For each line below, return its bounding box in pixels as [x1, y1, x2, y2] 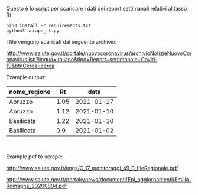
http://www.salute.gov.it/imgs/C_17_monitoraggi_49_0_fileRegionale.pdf [6, 165, 178, 171]
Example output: [6, 74, 46, 80]
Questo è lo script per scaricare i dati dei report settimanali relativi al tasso [6, 5, 187, 12]
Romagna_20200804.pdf [6, 183, 67, 189]
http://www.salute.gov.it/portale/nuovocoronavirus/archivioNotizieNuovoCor [6, 50, 192, 57]
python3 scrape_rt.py [6, 28, 60, 34]
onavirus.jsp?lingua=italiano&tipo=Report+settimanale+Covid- [6, 56, 158, 63]
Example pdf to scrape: [6, 153, 63, 160]
